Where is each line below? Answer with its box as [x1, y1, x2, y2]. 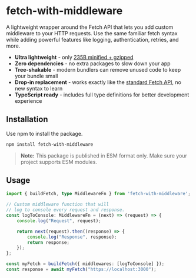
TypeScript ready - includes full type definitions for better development [14, 91, 190, 98]
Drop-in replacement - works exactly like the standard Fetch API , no [14, 78, 181, 86]
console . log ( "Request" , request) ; [16, 217, 101, 224]
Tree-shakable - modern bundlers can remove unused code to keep [14, 66, 181, 73]
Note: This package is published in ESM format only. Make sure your [20, 152, 187, 159]
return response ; [27, 239, 69, 245]
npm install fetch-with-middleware [6, 141, 94, 148]
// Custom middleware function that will [6, 202, 109, 207]
